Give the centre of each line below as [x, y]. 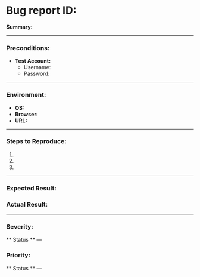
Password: [37, 74]
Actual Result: [27, 204]
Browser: [26, 114]
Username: [37, 67]
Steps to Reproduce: [36, 141]
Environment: [26, 95]
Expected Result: [31, 188]
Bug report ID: [41, 10]
